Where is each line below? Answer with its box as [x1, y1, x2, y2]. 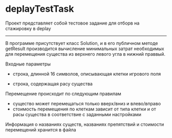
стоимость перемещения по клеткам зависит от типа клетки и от [12, 106, 156, 112]
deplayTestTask [5, 3, 74, 15]
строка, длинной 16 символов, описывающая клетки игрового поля [12, 71, 161, 77]
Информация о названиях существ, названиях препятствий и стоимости [5, 121, 164, 127]
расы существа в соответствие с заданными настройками [12, 111, 142, 118]
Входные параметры [5, 61, 51, 67]
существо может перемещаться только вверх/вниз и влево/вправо [12, 100, 161, 106]
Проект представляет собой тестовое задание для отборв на [5, 20, 140, 26]
